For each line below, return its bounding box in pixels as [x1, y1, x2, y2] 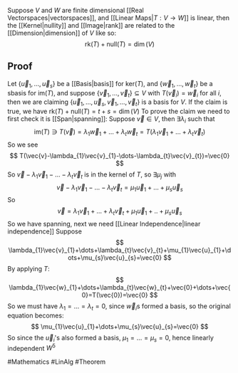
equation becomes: [7, 311, 64, 320]
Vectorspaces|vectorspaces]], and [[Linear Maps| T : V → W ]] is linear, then [7, 14, 230, 22]
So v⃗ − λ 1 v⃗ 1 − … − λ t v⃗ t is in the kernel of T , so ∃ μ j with [7, 170, 177, 180]
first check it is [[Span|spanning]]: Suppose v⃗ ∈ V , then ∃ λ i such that [7, 115, 215, 125]
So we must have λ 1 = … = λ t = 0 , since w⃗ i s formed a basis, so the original [7, 302, 232, 312]
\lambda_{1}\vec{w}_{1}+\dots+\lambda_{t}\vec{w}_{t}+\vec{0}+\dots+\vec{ [9, 283, 231, 292]
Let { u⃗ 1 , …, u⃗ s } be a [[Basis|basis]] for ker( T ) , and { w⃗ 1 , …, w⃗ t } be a [7, 79, 213, 90]
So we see [7, 140, 38, 149]
